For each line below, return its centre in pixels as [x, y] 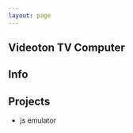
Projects [29, 101]
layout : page [30, 15]
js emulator [38, 120]
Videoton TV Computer [66, 48]
